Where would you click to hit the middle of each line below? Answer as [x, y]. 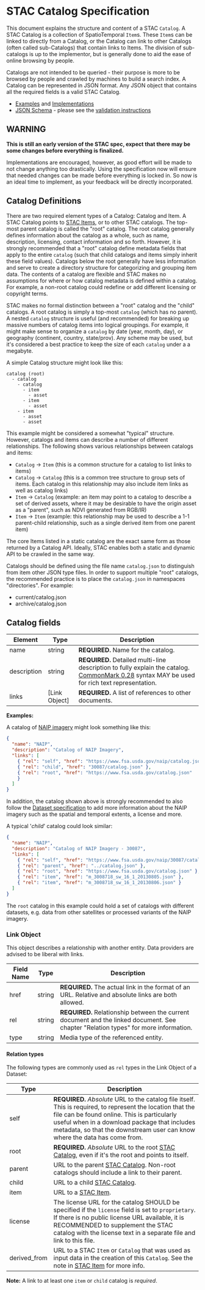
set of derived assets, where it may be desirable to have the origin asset [106, 503]
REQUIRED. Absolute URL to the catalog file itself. [124, 1100]
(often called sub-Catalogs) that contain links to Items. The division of [94, 48]
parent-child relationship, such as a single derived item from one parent [105, 522]
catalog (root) [26, 373]
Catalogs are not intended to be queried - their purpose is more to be [93, 72]
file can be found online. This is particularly [115, 1115]
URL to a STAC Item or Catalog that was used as [122, 1250]
